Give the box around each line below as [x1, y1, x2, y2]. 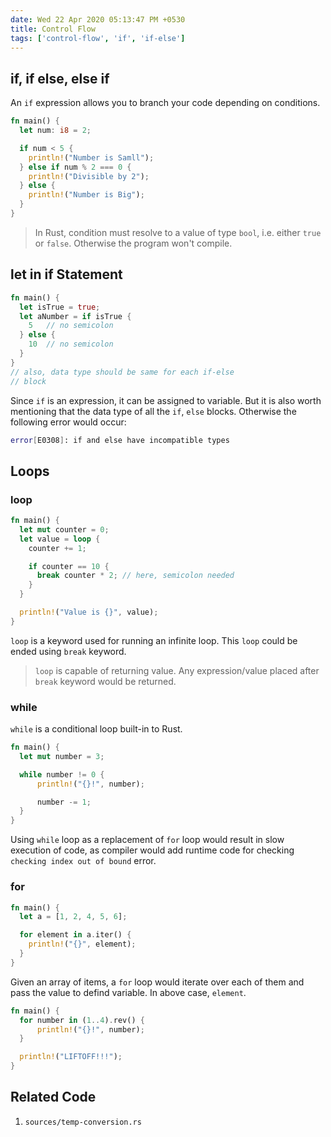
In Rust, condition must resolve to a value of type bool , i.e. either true [34, 226, 322, 238]
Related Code [10, 1089, 97, 1106]
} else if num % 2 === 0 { [19, 162, 132, 172]
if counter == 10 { [28, 561, 110, 571]
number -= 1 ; [36, 797, 92, 807]
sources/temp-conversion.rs [24, 1117, 142, 1127]
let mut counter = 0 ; [19, 524, 110, 535]
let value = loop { [19, 534, 101, 544]
